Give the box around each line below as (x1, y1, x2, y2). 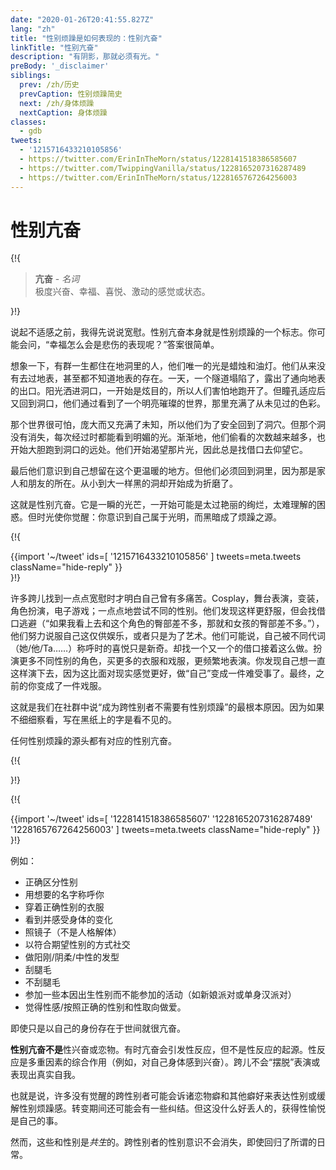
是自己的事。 (10, 1115, 63, 1127)
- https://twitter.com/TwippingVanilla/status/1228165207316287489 (19, 163, 307, 173)
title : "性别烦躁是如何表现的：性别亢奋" (10, 33, 163, 43)
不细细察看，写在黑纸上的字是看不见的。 (10, 714, 177, 726)
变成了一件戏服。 (36, 680, 107, 692)
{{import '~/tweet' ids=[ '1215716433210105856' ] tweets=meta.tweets (10, 551, 302, 563)
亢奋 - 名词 (34, 273, 80, 285)
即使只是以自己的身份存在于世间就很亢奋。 (10, 1022, 186, 1035)
